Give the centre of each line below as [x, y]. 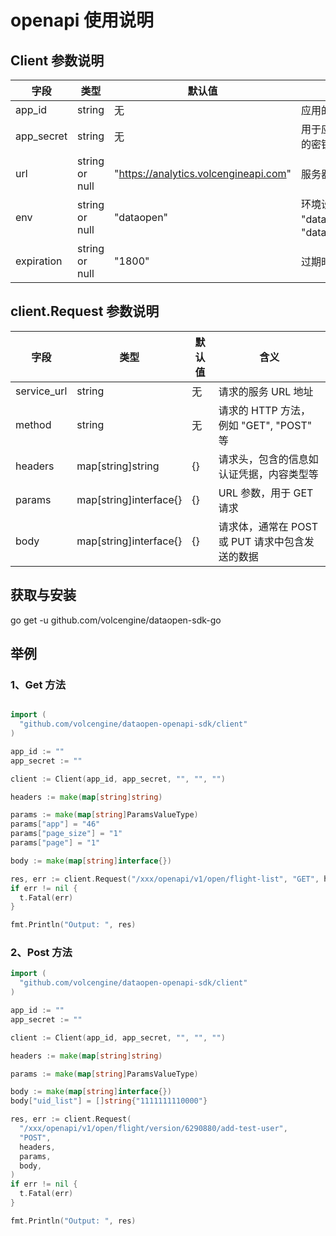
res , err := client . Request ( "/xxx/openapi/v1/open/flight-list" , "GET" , [165, 879]
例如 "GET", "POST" [265, 425]
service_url [41, 391]
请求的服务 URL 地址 [266, 391]
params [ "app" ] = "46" [55, 824]
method [33, 424]
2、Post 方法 [41, 953]
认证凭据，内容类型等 [268, 474]
